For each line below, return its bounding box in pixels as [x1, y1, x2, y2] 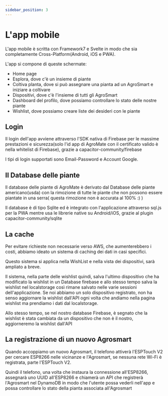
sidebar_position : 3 [5, 7, 49, 13]
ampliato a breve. [5, 264, 41, 270]
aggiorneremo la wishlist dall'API [5, 321, 73, 327]
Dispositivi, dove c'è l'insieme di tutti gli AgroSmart [12, 92, 118, 98]
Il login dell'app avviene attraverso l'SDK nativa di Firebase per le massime [5, 136, 159, 142]
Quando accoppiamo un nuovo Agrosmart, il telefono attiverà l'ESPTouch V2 [5, 348, 163, 355]
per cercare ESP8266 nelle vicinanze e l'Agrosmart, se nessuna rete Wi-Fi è [5, 354, 162, 360]
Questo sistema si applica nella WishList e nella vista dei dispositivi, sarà [5, 259, 155, 264]
